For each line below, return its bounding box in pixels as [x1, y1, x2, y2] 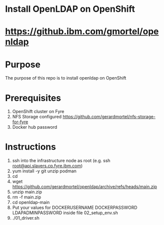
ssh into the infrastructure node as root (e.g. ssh [12, 158, 111, 164]
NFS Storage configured [12, 114, 62, 120]
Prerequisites [5, 92, 62, 104]
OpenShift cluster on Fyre [12, 109, 65, 114]
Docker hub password [12, 124, 58, 130]
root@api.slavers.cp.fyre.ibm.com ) [12, 163, 83, 169]
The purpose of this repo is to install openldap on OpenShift [5, 75, 127, 81]
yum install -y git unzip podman [12, 168, 77, 174]
